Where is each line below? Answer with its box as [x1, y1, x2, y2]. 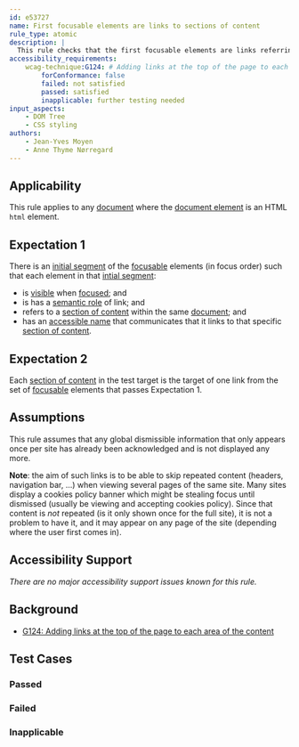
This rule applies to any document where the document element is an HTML [9, 202, 287, 213]
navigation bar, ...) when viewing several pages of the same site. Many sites [9, 479, 287, 490]
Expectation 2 [9, 351, 88, 366]
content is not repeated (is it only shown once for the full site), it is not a [9, 507, 273, 518]
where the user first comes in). [9, 526, 122, 537]
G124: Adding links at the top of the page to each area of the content [21, 625, 274, 637]
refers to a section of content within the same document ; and [21, 306, 247, 317]
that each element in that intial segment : [9, 271, 157, 281]
